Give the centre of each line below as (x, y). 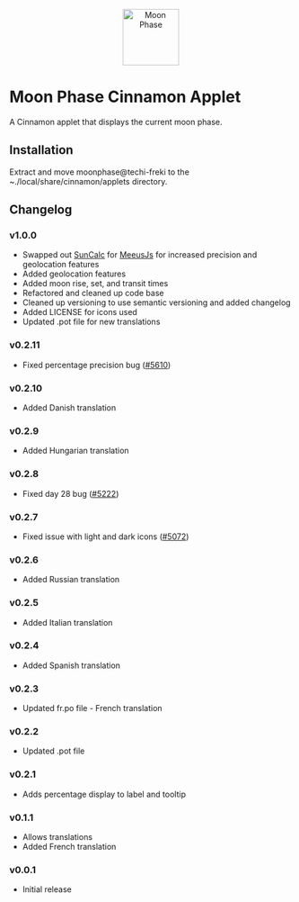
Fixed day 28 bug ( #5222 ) (70, 493)
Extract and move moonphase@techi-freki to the (100, 172)
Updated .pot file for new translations (91, 322)
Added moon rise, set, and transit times (95, 284)
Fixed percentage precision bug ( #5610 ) (97, 365)
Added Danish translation (69, 408)
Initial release (47, 889)
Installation (41, 150)
